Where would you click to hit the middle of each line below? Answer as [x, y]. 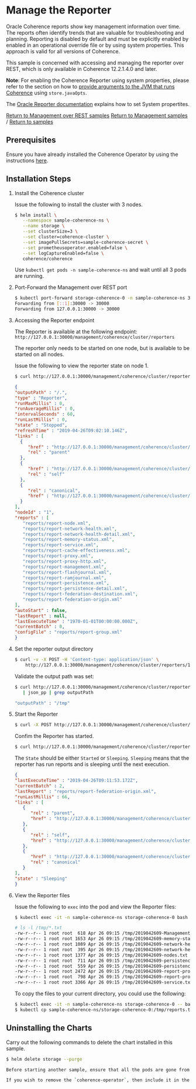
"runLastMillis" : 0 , [41, 420]
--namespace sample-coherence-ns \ [66, 220]
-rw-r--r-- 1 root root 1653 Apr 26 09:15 [67, 939]
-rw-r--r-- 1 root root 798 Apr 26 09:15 [67, 977]
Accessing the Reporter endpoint [54, 321]
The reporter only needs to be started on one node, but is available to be [102, 348]
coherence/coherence [48, 258]
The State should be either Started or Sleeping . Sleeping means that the [102, 758]
